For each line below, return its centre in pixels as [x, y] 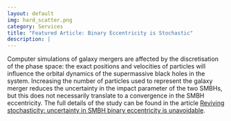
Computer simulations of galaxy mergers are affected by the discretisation [113, 59]
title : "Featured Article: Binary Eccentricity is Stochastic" [100, 33]
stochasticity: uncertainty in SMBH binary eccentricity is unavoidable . [106, 111]
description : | [29, 39]
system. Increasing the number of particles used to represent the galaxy [110, 81]
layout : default [30, 13]
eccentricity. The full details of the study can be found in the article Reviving [116, 103]
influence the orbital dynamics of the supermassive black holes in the [106, 74]
